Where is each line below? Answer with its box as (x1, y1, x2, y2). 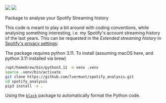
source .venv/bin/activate (5, 70, 61, 75)
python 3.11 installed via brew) (5, 55, 66, 61)
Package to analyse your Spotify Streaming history (5, 15, 109, 21)
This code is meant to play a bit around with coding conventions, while (5, 25, 149, 30)
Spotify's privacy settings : (5, 40, 58, 46)
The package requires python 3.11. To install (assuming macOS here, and (5, 50, 154, 56)
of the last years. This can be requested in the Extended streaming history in (5, 35, 162, 41)
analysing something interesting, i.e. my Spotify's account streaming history (5, 30, 160, 36)
